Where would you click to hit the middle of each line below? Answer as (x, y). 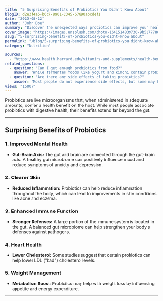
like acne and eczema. (34, 198)
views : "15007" (20, 86)
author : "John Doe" (25, 23)
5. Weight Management (33, 273)
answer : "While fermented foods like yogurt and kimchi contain (80, 73)
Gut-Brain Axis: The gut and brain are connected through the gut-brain (83, 155)
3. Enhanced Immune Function (42, 211)
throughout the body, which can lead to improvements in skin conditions (84, 193)
